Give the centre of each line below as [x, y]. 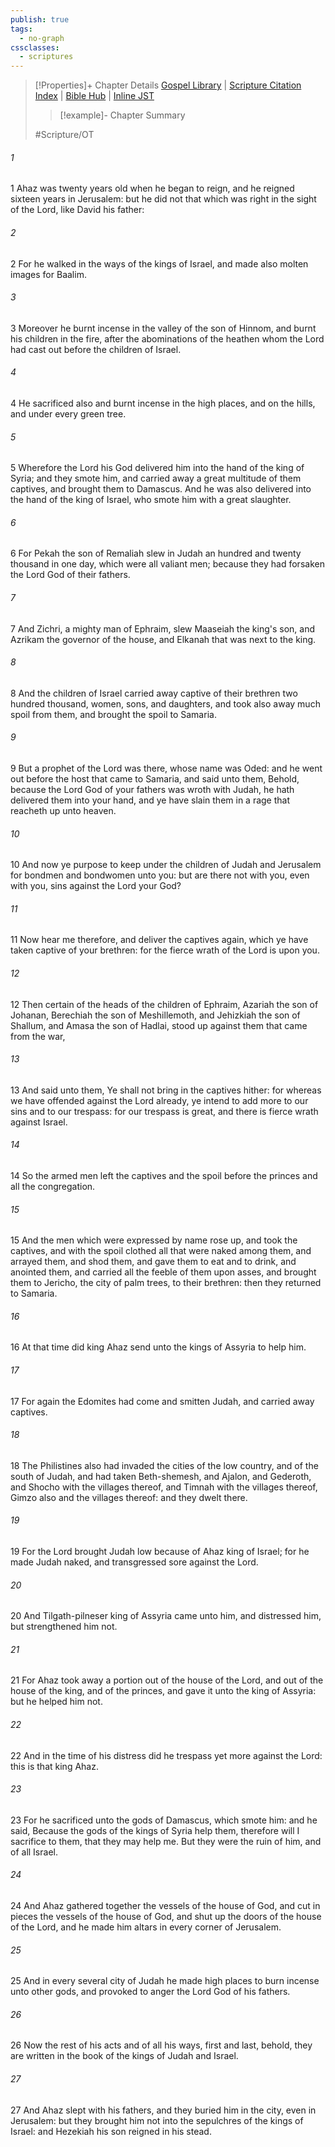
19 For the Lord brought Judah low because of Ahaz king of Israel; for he [160, 1551]
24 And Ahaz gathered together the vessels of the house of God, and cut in [165, 1905]
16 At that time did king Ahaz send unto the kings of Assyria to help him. [158, 1347]
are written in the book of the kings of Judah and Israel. [124, 2056]
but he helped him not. [56, 1702]
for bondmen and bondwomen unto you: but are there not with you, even [160, 875]
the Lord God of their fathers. [70, 575]
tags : [21, 29]
